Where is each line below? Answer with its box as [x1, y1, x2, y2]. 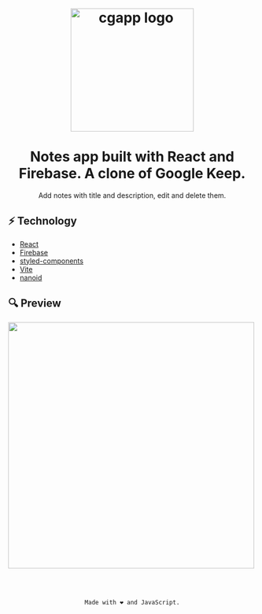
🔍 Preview [8, 296, 61, 311]
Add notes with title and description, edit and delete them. [38, 190, 227, 200]
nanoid [19, 273, 42, 282]
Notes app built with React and [30, 148, 234, 166]
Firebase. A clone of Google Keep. [18, 165, 246, 183]
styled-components [19, 256, 84, 266]
